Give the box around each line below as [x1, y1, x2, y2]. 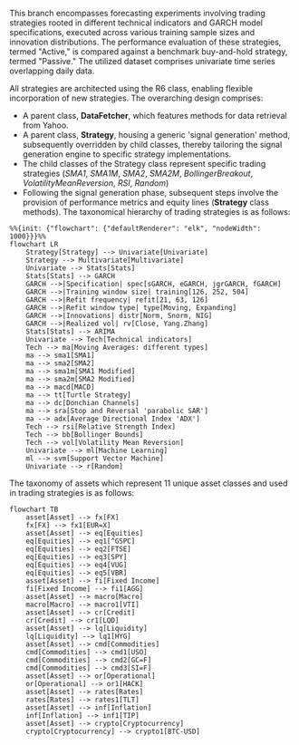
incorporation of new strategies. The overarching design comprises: [9, 92, 264, 103]
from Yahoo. [22, 120, 70, 131]
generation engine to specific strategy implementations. [22, 149, 232, 160]
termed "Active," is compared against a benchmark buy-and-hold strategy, [9, 46, 288, 57]
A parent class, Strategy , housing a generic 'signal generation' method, [22, 130, 291, 140]
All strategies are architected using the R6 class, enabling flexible [9, 83, 254, 93]
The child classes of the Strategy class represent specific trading [22, 159, 266, 169]
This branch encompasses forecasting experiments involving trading [9, 8, 265, 18]
